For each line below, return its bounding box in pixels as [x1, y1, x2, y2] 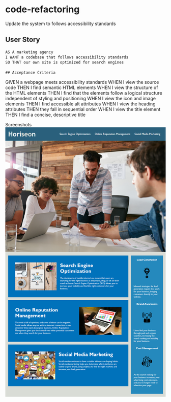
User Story [5, 35, 40, 44]
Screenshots [5, 121, 32, 127]
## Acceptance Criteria [5, 70, 56, 75]
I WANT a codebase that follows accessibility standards [5, 55, 129, 60]
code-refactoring [5, 4, 80, 15]
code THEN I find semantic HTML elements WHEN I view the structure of [5, 84, 158, 91]
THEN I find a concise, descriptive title [5, 111, 86, 118]
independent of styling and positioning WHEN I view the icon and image [5, 95, 156, 101]
